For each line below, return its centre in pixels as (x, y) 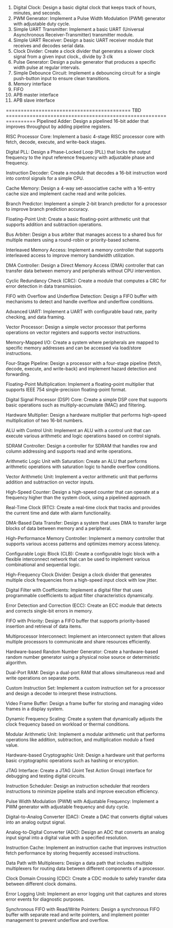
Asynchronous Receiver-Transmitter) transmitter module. (73, 35)
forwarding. (18, 374)
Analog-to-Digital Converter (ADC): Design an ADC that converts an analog (85, 832)
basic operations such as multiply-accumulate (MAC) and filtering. (76, 405)
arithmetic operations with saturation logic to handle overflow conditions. (83, 467)
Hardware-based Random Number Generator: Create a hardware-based (82, 652)
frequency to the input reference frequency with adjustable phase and (80, 157)
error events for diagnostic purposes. (45, 899)
